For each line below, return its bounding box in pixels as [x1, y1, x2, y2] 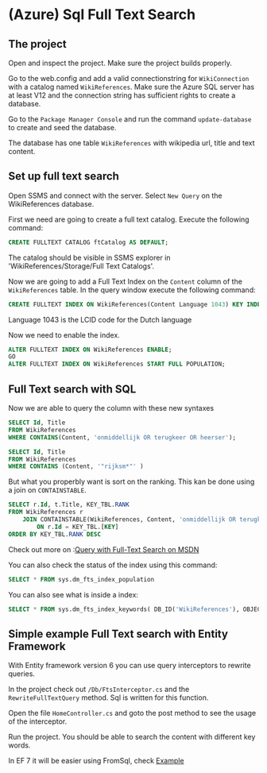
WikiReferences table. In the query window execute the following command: [8, 284, 256, 295]
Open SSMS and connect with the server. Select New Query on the [8, 191, 222, 200]
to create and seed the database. [8, 123, 117, 132]
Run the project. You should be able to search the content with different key [8, 732, 256, 742]
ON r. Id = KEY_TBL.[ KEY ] [37, 523, 119, 531]
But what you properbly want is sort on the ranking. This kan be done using [8, 477, 255, 486]
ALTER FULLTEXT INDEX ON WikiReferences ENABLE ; [8, 346, 172, 354]
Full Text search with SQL [8, 382, 137, 396]
